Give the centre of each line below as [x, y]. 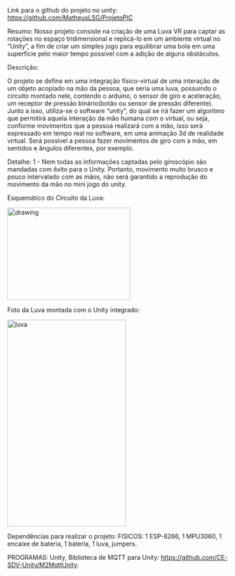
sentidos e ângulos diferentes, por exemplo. [71, 148]
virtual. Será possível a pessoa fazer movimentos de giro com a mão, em [112, 141]
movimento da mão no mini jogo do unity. [67, 184]
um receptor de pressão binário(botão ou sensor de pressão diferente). [110, 103]
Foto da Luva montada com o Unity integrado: [74, 310]
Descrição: [23, 67]
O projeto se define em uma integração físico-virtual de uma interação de [113, 81]
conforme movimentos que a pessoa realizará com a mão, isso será [105, 126]
